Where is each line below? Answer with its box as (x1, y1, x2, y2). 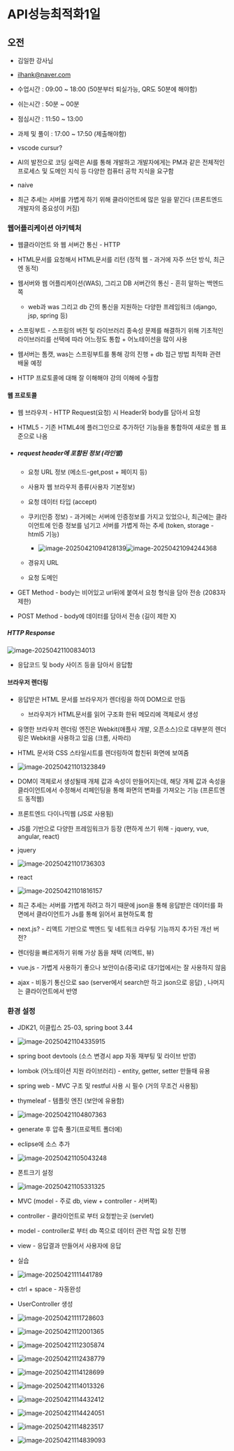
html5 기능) (27, 530, 60, 538)
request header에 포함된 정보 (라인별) (17, 449, 124, 458)
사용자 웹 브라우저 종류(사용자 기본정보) (27, 483, 136, 491)
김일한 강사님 (17, 57, 54, 64)
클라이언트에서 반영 (24, 986, 78, 995)
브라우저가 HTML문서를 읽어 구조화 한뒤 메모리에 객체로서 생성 (27, 709, 199, 718)
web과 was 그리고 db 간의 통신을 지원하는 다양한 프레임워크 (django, (27, 303, 217, 311)
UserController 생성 (17, 1300, 73, 1308)
